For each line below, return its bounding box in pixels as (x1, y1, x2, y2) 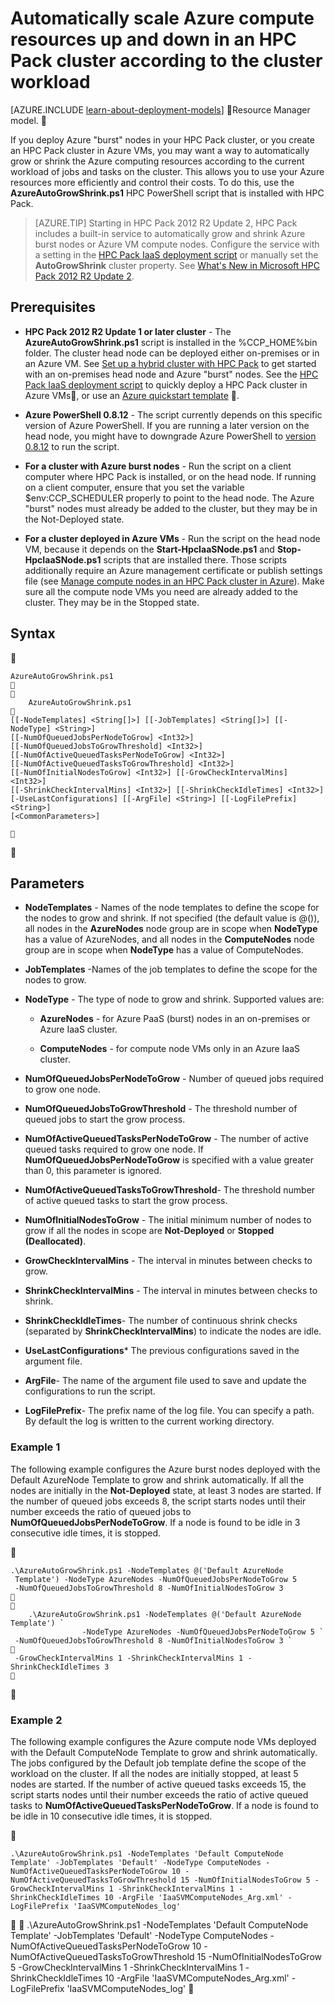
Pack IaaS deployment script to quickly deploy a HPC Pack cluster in (24, 378, 308, 391)
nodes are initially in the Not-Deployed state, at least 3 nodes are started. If (10, 1484, 322, 1496)
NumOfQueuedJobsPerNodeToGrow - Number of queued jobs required (24, 1073, 324, 1085)
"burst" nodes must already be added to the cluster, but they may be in (24, 502, 318, 514)
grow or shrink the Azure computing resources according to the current (10, 155, 305, 167)
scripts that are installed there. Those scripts (103, 553, 288, 566)
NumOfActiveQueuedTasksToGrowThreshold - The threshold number (24, 1184, 316, 1196)
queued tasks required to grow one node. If (24, 1143, 204, 1156)
